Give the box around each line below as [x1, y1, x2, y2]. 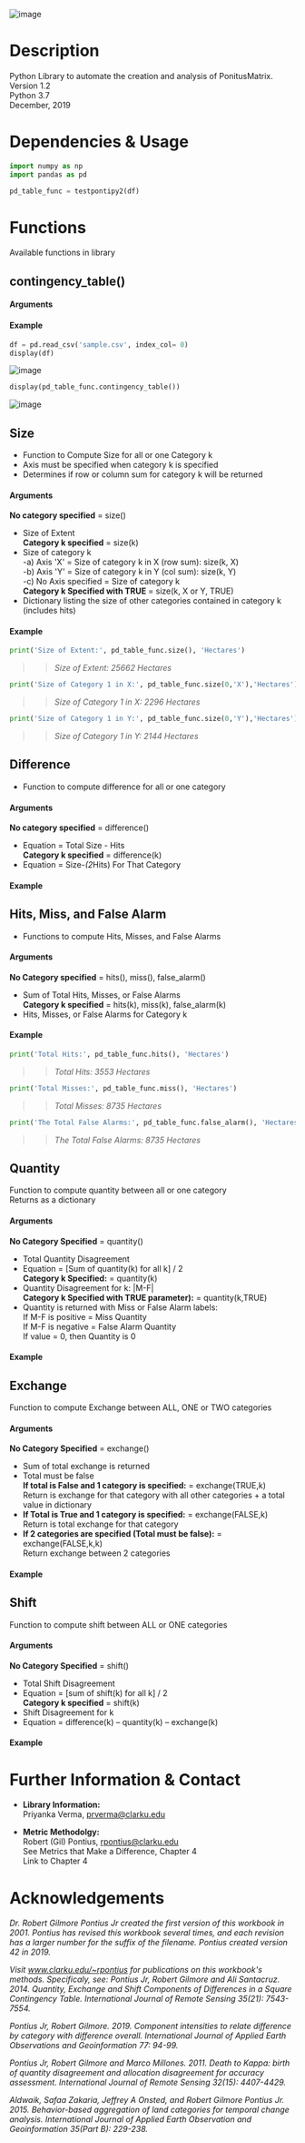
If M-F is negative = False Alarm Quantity [22, 1321, 177, 1332]
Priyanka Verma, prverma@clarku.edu [22, 1809, 166, 1820]
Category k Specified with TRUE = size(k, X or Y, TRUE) [22, 585, 234, 596]
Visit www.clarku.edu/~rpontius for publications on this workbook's [9, 1965, 263, 1975]
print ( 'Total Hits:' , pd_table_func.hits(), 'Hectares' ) [9, 1050, 230, 1059]
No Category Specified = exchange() [9, 1443, 150, 1454]
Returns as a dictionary [9, 1194, 96, 1205]
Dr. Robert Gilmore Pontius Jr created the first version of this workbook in [9, 1917, 284, 1929]
